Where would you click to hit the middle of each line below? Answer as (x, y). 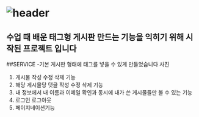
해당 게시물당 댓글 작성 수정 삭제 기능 (59, 85)
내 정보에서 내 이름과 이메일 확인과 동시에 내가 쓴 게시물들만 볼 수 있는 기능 (104, 92)
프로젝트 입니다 (50, 48)
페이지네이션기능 (35, 108)
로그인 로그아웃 (33, 100)
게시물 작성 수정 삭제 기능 (45, 77)
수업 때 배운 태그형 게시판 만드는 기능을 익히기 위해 (95, 37)
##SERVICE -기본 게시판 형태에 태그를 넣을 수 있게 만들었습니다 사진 (88, 64)
